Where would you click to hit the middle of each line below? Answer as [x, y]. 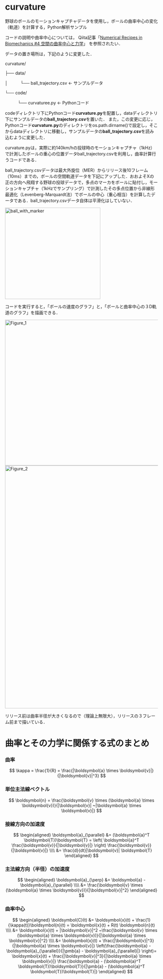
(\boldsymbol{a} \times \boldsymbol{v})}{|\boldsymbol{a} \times [81, 935]
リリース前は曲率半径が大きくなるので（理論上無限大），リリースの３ [74, 716]
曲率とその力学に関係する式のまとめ [77, 744]
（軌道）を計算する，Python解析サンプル [46, 27]
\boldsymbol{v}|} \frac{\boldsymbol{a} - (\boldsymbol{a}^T [81, 961]
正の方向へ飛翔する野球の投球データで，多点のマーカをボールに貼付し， [77, 182]
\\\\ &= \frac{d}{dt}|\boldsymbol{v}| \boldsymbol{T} [101, 850]
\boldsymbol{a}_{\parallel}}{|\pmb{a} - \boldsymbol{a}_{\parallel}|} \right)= [81, 951]
